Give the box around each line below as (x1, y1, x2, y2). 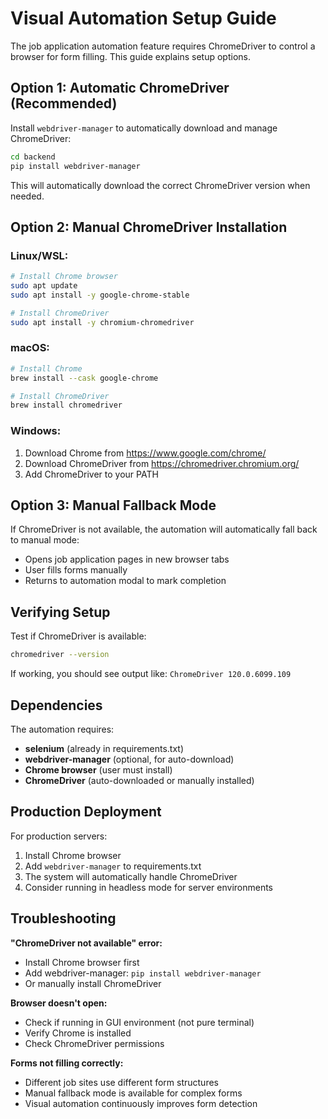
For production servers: (10, 830, 108, 842)
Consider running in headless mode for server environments (24, 881, 274, 893)
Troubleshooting (10, 910, 117, 927)
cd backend (10, 152, 56, 162)
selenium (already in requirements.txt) (24, 742, 185, 754)
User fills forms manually (24, 564, 128, 576)
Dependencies (10, 697, 103, 714)
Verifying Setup (10, 603, 111, 621)
